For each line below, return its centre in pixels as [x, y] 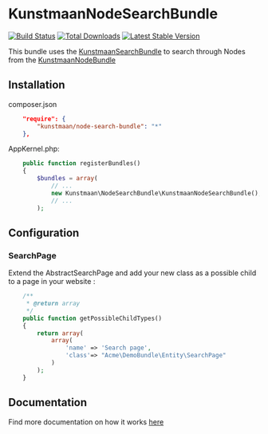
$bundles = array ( [67, 179]
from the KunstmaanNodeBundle [62, 60]
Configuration [44, 233]
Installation [37, 85]
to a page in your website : [52, 282]
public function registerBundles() [82, 164]
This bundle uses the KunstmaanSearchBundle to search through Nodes [127, 51]
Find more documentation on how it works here [86, 422]
